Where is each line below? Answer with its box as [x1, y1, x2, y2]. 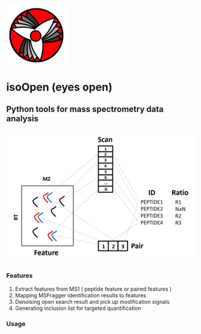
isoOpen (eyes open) [6, 80, 113, 94]
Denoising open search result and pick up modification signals [14, 298, 170, 305]
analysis [6, 113, 39, 124]
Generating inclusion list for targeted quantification [14, 304, 141, 312]
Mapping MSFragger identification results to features [14, 291, 146, 299]
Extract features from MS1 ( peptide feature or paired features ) [14, 285, 172, 292]
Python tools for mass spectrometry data [6, 104, 164, 115]
